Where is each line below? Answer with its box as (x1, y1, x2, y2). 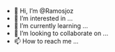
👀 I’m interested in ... (13, 14, 73, 22)
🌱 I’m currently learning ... (13, 22, 89, 30)
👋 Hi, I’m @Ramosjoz (13, 7, 74, 15)
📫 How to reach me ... (13, 37, 79, 45)
